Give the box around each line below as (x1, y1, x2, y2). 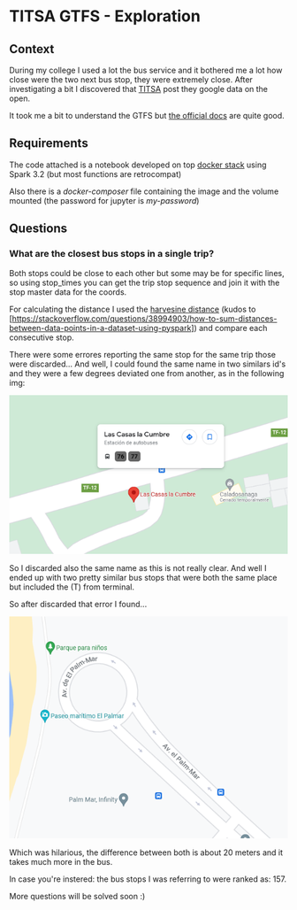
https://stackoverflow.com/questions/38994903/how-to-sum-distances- (11, 312, 278, 324)
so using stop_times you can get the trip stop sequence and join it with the (9, 277, 280, 288)
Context (9, 42, 55, 57)
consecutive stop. (9, 332, 74, 343)
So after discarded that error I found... (9, 598, 148, 609)
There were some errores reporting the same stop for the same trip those (9, 349, 277, 359)
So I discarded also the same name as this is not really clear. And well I (9, 562, 267, 573)
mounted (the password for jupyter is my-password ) (9, 195, 200, 205)
